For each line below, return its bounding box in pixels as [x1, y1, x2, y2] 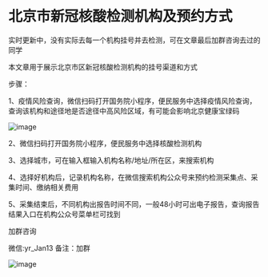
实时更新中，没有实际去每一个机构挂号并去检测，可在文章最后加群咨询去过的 [8, 35, 261, 45]
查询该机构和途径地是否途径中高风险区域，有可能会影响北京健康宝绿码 [8, 105, 240, 116]
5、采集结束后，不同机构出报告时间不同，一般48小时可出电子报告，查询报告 [8, 199, 260, 208]
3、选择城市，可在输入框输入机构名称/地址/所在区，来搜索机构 [8, 155, 214, 164]
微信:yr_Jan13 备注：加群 [8, 243, 90, 252]
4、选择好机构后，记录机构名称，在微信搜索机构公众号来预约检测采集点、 [8, 172, 252, 182]
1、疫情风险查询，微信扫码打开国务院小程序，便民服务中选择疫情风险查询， [8, 96, 257, 105]
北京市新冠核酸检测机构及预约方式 [8, 7, 234, 26]
